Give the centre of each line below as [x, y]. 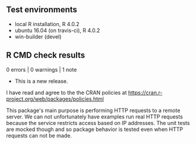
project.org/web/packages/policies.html [55, 99]
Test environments [42, 10]
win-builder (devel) [38, 36]
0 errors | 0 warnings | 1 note [42, 69]
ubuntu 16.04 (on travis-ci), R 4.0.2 [57, 30]
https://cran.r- [145, 92]
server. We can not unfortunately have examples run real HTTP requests [94, 116]
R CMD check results [46, 55]
